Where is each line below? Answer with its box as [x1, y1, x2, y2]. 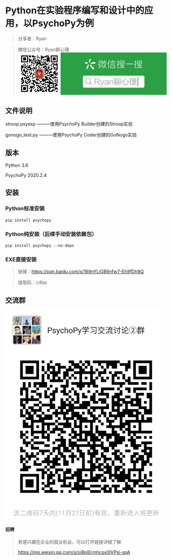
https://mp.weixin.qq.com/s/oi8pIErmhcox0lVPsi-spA [17, 549, 131, 555]
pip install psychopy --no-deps [5, 243, 74, 248]
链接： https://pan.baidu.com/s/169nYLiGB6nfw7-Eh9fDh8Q [17, 268, 144, 275]
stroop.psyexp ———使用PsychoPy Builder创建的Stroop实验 [5, 121, 133, 127]
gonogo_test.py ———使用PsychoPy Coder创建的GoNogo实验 [5, 132, 137, 138]
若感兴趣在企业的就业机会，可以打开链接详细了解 [17, 539, 121, 545]
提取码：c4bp [17, 279, 47, 285]
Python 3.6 [5, 162, 29, 168]
